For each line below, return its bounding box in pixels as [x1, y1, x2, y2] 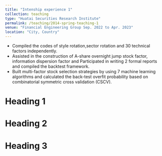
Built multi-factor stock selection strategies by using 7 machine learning [12, 69, 156, 74]
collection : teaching [5, 12, 49, 16]
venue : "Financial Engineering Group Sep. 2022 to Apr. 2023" [5, 25, 133, 30]
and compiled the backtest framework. [12, 63, 90, 69]
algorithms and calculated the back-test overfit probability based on [12, 74, 148, 79]
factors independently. [12, 48, 57, 54]
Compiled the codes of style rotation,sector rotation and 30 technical [12, 43, 150, 48]
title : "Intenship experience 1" [5, 7, 73, 12]
